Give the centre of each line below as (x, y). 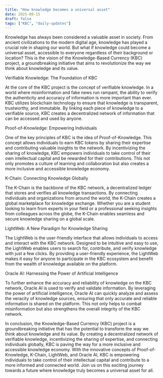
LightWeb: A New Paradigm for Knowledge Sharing (56, 229)
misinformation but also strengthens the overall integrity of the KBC (73, 309)
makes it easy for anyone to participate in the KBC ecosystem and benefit (79, 259)
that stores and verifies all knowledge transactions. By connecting (71, 193)
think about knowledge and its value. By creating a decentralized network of (82, 334)
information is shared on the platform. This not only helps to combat (73, 304)
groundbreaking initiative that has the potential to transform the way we (77, 329)
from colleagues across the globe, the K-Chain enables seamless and (75, 214)
